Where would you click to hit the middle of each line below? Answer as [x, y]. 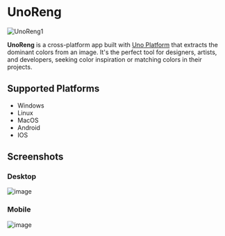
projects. [20, 67]
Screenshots [35, 157]
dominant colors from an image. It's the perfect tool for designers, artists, [112, 52]
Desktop [22, 176]
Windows [31, 106]
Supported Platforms [53, 88]
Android [28, 127]
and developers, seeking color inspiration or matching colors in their [105, 59]
